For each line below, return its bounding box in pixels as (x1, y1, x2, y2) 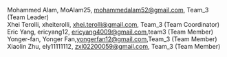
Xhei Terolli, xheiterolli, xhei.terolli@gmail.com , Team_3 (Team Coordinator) (7, 21, 220, 28)
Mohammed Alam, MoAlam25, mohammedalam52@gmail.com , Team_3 (7, 6, 209, 14)
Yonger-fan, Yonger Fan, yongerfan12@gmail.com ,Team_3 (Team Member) (7, 35, 218, 43)
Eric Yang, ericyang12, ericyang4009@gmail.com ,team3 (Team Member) (7, 27, 214, 36)
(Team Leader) (7, 13, 50, 21)
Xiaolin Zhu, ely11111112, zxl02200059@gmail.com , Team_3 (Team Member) (7, 43, 221, 50)
